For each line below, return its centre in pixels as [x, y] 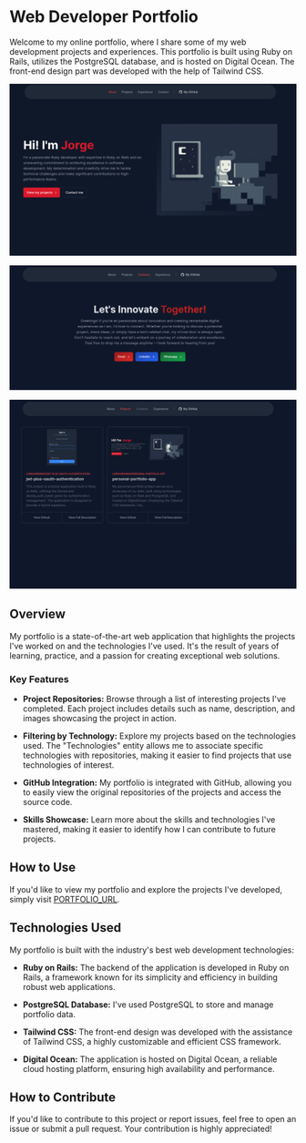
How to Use [43, 867]
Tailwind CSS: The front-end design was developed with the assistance [158, 1032]
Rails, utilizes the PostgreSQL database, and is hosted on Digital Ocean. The [152, 61]
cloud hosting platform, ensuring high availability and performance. [148, 1068]
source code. [47, 802]
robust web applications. [69, 986]
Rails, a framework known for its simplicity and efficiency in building [150, 977]
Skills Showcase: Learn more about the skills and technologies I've [149, 820]
